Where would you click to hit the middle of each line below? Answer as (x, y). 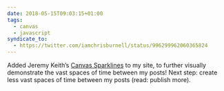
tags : (15, 20)
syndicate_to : (28, 39)
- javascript (32, 33)
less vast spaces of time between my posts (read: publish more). (99, 80)
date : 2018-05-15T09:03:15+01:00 (55, 13)
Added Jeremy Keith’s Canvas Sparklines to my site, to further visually (107, 65)
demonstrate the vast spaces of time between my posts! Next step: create (112, 72)
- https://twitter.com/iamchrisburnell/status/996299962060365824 (111, 45)
